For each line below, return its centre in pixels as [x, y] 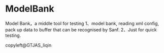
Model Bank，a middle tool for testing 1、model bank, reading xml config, [82, 23]
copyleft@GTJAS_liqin [28, 45]
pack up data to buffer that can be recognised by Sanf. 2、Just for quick [81, 30]
